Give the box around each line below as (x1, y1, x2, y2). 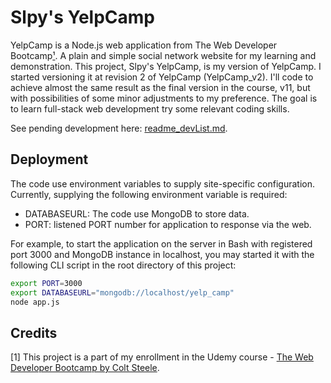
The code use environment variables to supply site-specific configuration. (10, 177, 316, 190)
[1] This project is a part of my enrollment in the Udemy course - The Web (10, 351, 314, 363)
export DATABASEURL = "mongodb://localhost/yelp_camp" (10, 287, 235, 298)
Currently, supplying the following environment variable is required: (10, 188, 288, 200)
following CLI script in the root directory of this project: (10, 259, 237, 271)
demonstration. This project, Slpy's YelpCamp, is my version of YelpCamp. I (10, 60, 322, 72)
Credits (10, 324, 58, 341)
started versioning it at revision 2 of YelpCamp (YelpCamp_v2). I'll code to (10, 71, 314, 83)
